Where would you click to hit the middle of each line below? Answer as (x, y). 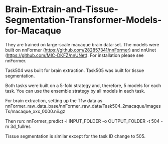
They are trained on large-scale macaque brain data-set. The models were (82, 44)
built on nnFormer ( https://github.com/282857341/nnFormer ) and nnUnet (81, 50)
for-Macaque (33, 31)
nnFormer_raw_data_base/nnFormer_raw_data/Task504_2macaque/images (83, 106)
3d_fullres (21, 126)
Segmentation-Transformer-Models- (83, 20)
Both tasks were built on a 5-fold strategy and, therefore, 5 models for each (83, 85)
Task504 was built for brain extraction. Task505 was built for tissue (75, 70)
